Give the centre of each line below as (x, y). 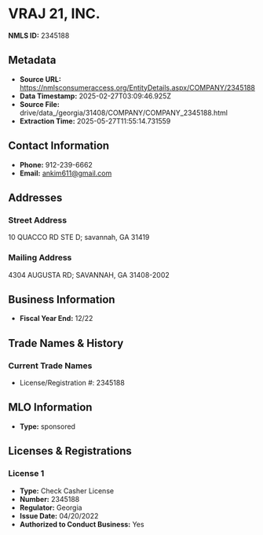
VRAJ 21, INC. (54, 14)
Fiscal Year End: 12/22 (56, 319)
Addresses (35, 197)
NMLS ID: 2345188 (39, 35)
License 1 (26, 474)
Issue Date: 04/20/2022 (59, 515)
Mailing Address (40, 258)
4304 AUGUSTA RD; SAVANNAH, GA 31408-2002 (89, 275)
